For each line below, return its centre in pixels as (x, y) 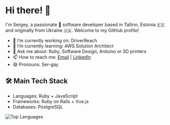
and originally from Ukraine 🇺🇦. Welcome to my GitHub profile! (72, 30)
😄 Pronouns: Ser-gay (36, 64)
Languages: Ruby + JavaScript (45, 96)
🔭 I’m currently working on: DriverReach (55, 40)
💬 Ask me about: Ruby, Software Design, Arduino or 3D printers (80, 51)
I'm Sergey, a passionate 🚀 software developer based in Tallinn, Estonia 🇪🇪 (85, 24)
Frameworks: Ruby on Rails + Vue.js (51, 101)
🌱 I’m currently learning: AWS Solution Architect (63, 46)
